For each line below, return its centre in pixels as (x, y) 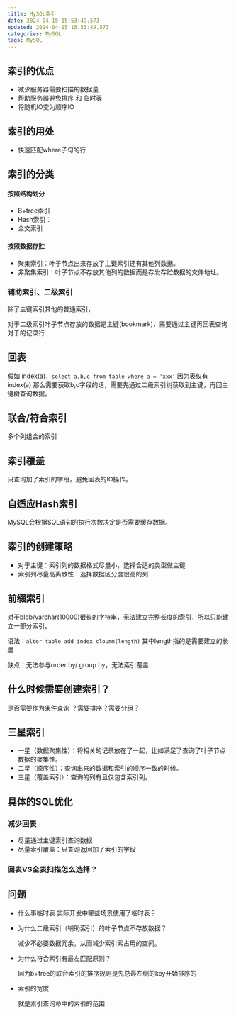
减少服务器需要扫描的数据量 (58, 89)
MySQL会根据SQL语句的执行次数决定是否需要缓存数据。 (89, 523)
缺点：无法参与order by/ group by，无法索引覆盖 (78, 664)
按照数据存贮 (26, 246)
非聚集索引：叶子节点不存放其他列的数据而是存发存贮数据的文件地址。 (120, 272)
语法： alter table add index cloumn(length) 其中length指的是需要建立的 (115, 641)
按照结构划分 (26, 194)
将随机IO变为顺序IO (46, 106)
